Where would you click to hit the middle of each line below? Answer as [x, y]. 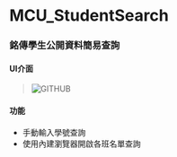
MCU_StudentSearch [89, 16]
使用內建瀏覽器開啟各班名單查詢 [81, 144]
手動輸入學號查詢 [54, 132]
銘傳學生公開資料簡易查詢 [65, 46]
